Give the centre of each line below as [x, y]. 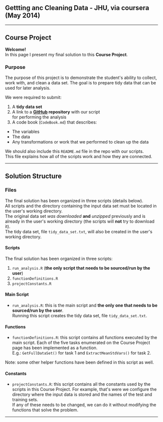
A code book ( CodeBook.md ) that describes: [54, 122]
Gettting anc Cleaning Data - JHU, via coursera [77, 8]
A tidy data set [27, 107]
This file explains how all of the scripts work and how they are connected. [79, 156]
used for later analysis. [28, 88]
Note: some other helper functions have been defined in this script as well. [80, 362]
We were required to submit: [33, 97]
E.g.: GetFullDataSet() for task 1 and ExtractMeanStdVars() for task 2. [81, 353]
